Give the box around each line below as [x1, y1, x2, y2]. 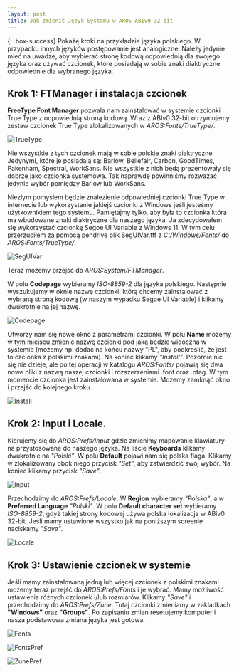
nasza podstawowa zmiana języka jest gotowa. [7, 615, 146, 624]
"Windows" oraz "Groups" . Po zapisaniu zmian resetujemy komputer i [7, 608, 216, 616]
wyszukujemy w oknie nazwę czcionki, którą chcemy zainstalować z [7, 288, 208, 296]
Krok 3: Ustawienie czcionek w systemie [7, 559, 191, 571]
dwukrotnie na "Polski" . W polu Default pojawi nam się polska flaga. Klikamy [7, 451, 232, 460]
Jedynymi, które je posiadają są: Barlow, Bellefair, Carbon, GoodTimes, [7, 157, 215, 165]
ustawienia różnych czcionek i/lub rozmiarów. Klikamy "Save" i [7, 592, 191, 602]
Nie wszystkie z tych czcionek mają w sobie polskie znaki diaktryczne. [7, 149, 215, 157]
